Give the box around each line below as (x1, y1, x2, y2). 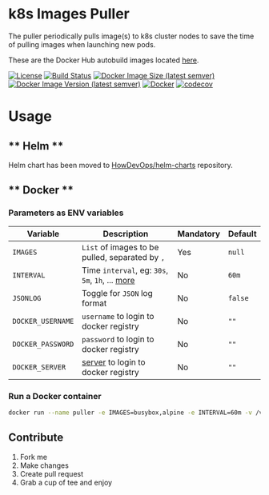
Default (227, 228, 257, 239)
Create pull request (19, 469, 84, 478)
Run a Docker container (8, 390, 102, 401)
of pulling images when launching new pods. (8, 39, 156, 49)
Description (102, 228, 149, 239)
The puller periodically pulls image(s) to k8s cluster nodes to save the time (8, 31, 255, 41)
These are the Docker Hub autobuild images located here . (8, 55, 199, 65)
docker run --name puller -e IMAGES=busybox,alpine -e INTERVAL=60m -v (8, 409, 252, 417)
